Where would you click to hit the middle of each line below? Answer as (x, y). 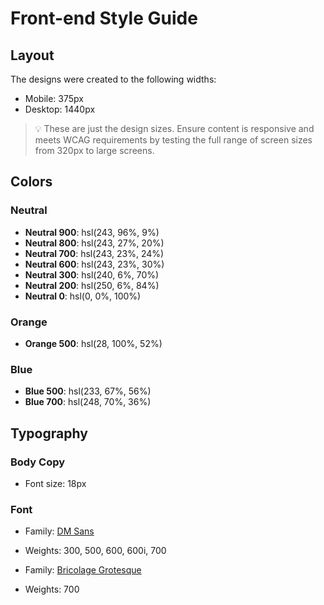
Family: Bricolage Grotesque (83, 570)
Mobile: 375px (54, 98)
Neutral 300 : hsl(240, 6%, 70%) (92, 274)
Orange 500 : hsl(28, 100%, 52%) (93, 343)
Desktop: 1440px (60, 109)
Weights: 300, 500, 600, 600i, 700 (95, 551)
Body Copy (38, 462)
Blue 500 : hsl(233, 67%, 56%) (88, 391)
